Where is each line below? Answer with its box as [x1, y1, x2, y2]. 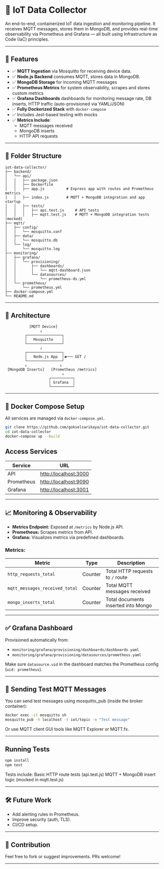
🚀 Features [5, 55, 39, 63]
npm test [5, 762, 23, 768]
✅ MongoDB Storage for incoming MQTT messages [12, 79, 117, 85]
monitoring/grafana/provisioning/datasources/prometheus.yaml [12, 652, 142, 657]
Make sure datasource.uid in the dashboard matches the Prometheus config [5, 661, 159, 667]
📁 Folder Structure [5, 152, 62, 160]
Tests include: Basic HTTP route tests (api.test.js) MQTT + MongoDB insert [5, 771, 156, 777]
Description [117, 559, 145, 566]
